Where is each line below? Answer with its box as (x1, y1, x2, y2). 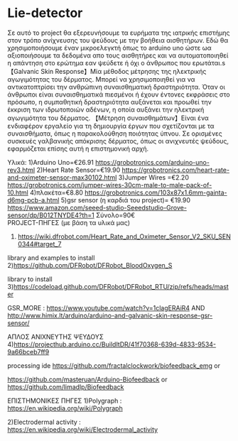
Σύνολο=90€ (95, 211, 136, 219)
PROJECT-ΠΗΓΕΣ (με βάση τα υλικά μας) (7, 218, 130, 227)
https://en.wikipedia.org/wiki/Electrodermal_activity (7, 425, 158, 434)
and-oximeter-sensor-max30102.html (7, 173, 117, 182)
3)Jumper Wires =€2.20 (118, 173, 190, 182)
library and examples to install (7, 254, 95, 262)
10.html (7, 188, 28, 197)
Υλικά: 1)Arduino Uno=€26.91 (7, 158, 94, 166)
